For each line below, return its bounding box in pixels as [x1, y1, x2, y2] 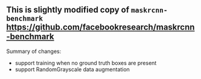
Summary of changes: [6, 48, 62, 55]
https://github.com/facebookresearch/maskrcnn [6, 22, 195, 33]
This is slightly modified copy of [6, 5, 130, 15]
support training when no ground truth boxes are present [14, 59, 157, 66]
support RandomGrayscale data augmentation [14, 66, 130, 73]
